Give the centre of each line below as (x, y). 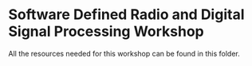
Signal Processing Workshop (106, 31)
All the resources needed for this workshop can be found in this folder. (124, 53)
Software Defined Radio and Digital (126, 15)
